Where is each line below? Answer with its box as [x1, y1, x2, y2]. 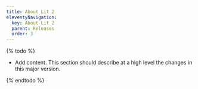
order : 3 [11, 31, 33, 37]
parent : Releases [11, 25, 55, 32]
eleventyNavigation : [6, 14, 58, 20]
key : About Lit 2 [11, 20, 55, 26]
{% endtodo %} [6, 77, 45, 84]
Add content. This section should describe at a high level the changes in [14, 59, 193, 66]
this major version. [14, 65, 61, 72]
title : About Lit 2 [6, 8, 55, 15]
